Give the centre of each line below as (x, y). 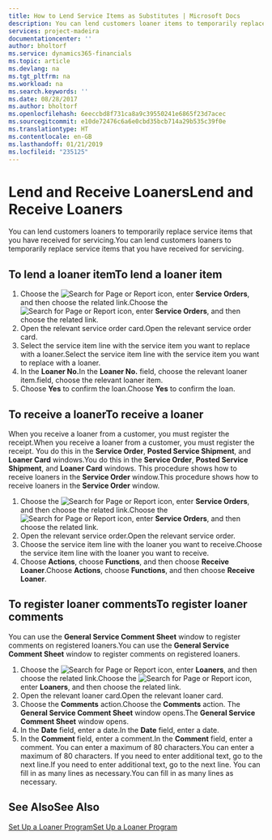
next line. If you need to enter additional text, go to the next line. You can (140, 765)
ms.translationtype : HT (49, 129)
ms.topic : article (39, 62)
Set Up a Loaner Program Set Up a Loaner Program (93, 827)
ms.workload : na (36, 84)
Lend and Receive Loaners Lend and (131, 192)
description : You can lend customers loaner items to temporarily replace (137, 24)
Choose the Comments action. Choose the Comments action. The (130, 704)
